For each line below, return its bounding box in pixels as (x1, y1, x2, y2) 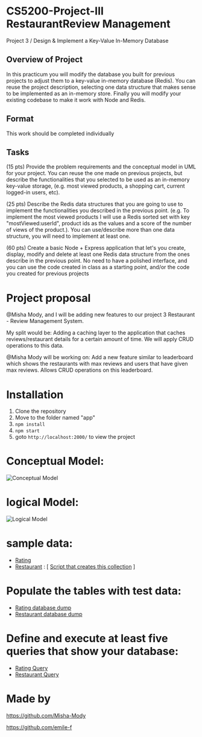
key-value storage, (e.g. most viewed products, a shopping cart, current (6, 182, 185, 190)
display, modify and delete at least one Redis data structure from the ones (6, 250, 190, 258)
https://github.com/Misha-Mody (6, 712, 86, 719)
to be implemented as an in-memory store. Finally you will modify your (6, 89, 181, 97)
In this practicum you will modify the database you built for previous (6, 71, 175, 78)
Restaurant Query (14, 671, 59, 678)
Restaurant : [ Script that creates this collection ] (14, 563, 136, 570)
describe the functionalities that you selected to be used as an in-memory (6, 176, 190, 183)
